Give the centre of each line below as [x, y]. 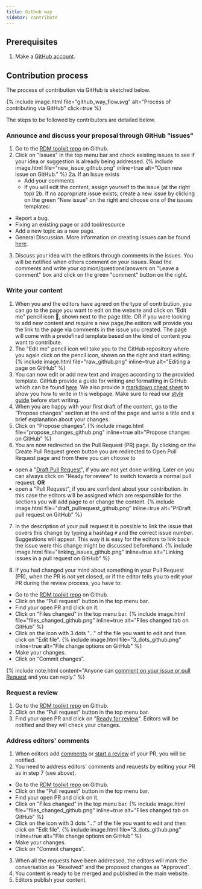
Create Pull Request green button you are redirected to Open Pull [96, 451]
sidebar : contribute [32, 18]
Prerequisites [32, 42]
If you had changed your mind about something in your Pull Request [99, 570]
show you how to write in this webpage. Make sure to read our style [99, 393]
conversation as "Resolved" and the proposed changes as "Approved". [103, 867]
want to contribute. [39, 342]
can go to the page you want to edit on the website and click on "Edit [101, 310]
